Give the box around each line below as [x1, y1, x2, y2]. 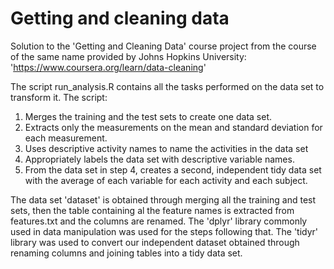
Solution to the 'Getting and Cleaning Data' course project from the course [10, 40, 317, 52]
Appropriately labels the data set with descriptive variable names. [24, 153, 295, 165]
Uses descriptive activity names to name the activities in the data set [24, 142, 309, 154]
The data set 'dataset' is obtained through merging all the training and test [10, 193, 317, 206]
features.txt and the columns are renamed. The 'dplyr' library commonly [10, 215, 308, 227]
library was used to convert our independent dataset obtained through [10, 236, 300, 248]
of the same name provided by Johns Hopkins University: [10, 50, 247, 62]
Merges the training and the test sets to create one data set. [24, 110, 272, 122]
